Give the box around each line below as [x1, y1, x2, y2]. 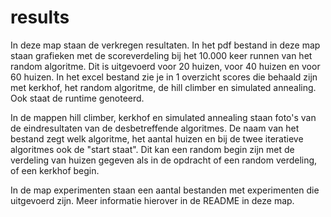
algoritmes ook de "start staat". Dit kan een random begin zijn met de [10, 143, 295, 155]
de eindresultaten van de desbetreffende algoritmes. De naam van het [10, 122, 300, 134]
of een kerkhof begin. [10, 164, 100, 176]
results [10, 6, 70, 29]
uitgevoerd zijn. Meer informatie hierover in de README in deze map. [10, 194, 295, 206]
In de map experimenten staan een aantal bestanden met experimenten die [10, 184, 320, 196]
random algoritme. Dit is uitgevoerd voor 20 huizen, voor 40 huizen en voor [10, 60, 321, 72]
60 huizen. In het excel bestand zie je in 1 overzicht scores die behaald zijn [10, 71, 318, 83]
